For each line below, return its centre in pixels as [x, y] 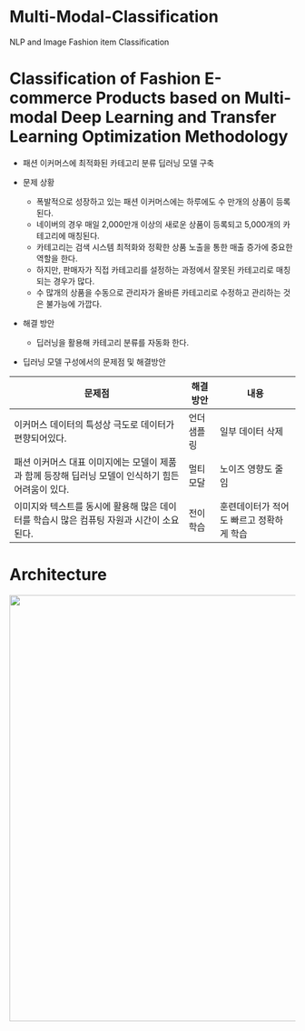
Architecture [58, 575]
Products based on [168, 98]
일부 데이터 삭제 [251, 431]
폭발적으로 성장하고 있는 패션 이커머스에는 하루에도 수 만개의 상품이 [155, 201]
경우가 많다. [74, 281]
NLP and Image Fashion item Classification [89, 42]
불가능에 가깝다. [74, 304]
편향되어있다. [40, 438]
